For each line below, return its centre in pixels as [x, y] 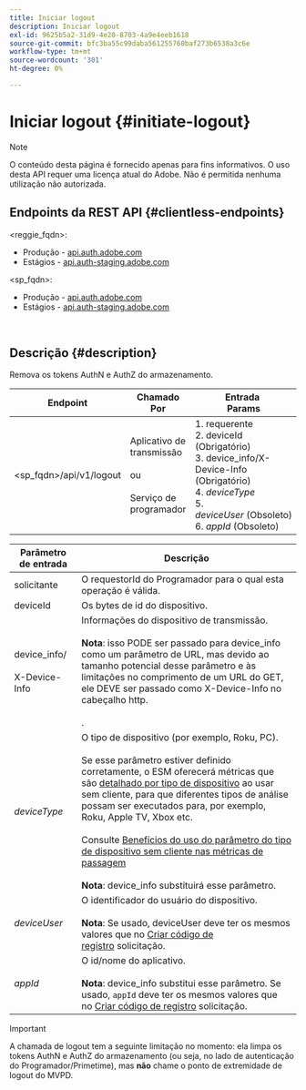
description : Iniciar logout [65, 26]
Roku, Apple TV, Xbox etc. [137, 818]
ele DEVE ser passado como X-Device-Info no [182, 688]
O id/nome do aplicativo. [134, 961]
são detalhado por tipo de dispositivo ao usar [178, 783]
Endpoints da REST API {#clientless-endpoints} [147, 213]
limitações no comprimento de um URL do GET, [183, 677]
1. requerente [224, 424]
